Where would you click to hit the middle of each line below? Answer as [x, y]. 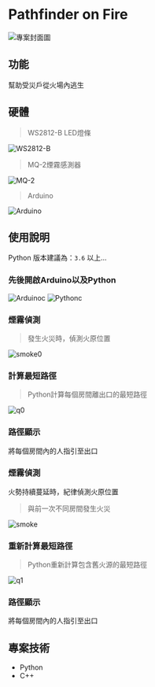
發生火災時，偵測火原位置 [69, 338]
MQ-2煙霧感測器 [54, 164]
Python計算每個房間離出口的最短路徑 [87, 394]
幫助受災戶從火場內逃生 [46, 85]
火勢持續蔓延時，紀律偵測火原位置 [63, 491]
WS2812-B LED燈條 [59, 132]
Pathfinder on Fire [68, 15]
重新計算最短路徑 [41, 546]
